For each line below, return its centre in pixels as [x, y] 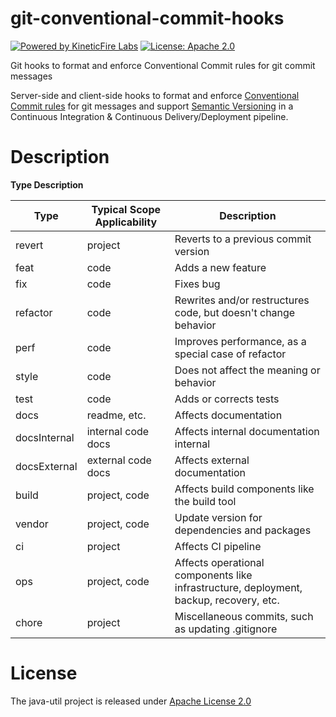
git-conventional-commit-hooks [147, 18]
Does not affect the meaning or [247, 370]
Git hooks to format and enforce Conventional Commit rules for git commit [163, 65]
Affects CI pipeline [218, 546]
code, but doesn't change [235, 312]
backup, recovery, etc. [227, 600]
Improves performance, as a [240, 341]
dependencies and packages [243, 530]
